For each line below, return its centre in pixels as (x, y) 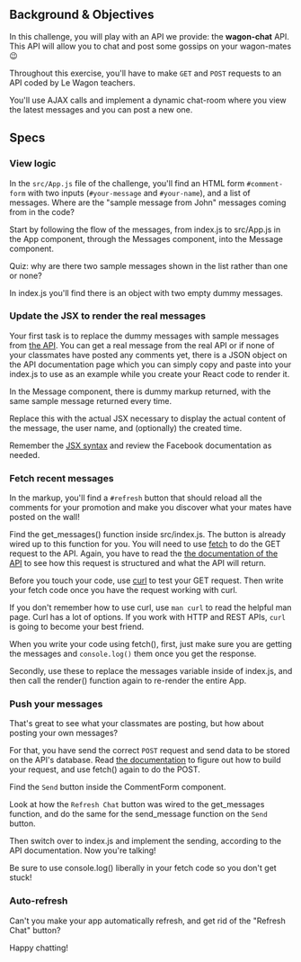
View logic (33, 164)
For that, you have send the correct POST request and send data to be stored (150, 751)
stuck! (21, 877)
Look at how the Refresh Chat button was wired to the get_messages (137, 805)
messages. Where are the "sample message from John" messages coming (148, 202)
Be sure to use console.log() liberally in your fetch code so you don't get (143, 868)
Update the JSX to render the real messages (108, 316)
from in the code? (42, 211)
